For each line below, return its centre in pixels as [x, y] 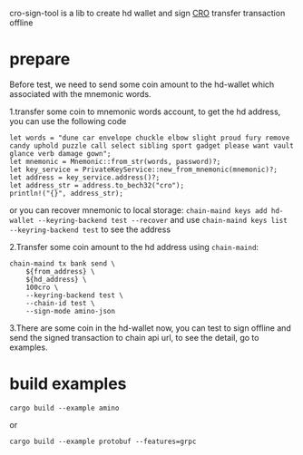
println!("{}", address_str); [67, 193]
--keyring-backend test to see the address [90, 229]
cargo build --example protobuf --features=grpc [103, 441]
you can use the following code [68, 121]
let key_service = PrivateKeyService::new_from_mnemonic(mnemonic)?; [144, 169]
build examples [68, 384]
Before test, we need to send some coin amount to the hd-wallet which [142, 84]
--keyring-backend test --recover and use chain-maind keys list [162, 219]
